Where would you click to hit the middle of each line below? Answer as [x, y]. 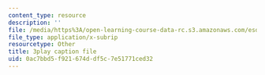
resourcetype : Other [42, 45]
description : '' [35, 23]
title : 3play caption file [52, 52]
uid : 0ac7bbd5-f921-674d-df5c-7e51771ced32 [81, 59]
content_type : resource [47, 15]
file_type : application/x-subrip [63, 37]
